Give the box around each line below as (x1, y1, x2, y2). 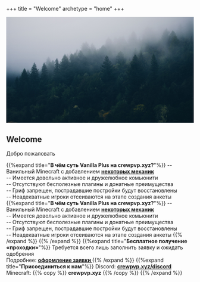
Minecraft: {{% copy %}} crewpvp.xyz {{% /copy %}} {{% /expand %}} (6, 269, 183, 277)
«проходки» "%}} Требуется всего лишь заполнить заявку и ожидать (6, 244, 183, 251)
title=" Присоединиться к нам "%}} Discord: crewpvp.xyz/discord (6, 263, 171, 270)
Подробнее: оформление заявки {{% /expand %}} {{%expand (6, 256, 164, 264)
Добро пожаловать (6, 150, 55, 157)
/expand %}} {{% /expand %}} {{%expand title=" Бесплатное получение (6, 238, 187, 245)
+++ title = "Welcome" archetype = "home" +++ (6, 5, 124, 12)
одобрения (6, 250, 35, 258)
